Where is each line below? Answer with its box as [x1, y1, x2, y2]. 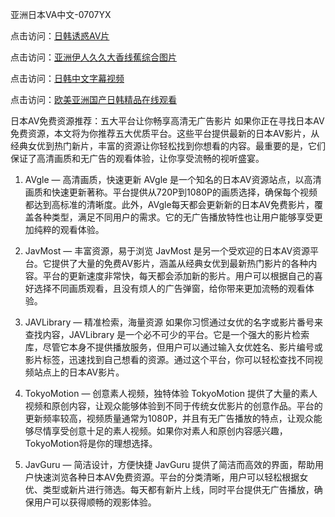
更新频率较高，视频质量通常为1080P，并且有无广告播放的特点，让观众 [24, 413, 314, 424]
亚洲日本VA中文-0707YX [10, 9, 112, 20]
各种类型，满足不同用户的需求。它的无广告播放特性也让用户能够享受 [33, 211, 315, 223]
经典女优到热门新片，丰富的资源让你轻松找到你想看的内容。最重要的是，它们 [10, 140, 326, 152]
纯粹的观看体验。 [33, 224, 105, 235]
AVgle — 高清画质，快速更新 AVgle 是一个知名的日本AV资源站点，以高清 [24, 174, 322, 185]
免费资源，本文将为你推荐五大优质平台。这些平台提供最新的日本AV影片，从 [10, 128, 320, 139]
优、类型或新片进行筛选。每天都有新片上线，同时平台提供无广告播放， [24, 484, 315, 495]
